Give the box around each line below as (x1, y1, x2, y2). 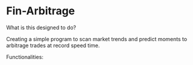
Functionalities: (6, 53, 44, 60)
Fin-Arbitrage (6, 4, 75, 18)
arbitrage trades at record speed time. (6, 42, 100, 49)
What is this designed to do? (6, 24, 76, 31)
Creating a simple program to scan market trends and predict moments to (6, 35, 187, 42)
